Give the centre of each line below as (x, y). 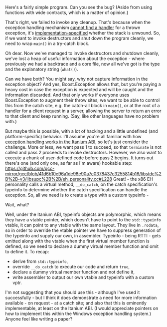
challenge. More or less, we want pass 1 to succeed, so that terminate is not (83, 147)
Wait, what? (17, 205)
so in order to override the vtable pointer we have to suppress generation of (83, 230)
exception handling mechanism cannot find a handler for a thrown (73, 28)
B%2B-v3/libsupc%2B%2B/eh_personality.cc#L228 (59, 179)
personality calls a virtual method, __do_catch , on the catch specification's (82, 184)
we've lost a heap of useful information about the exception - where (75, 59)
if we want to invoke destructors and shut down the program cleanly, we (79, 38)
